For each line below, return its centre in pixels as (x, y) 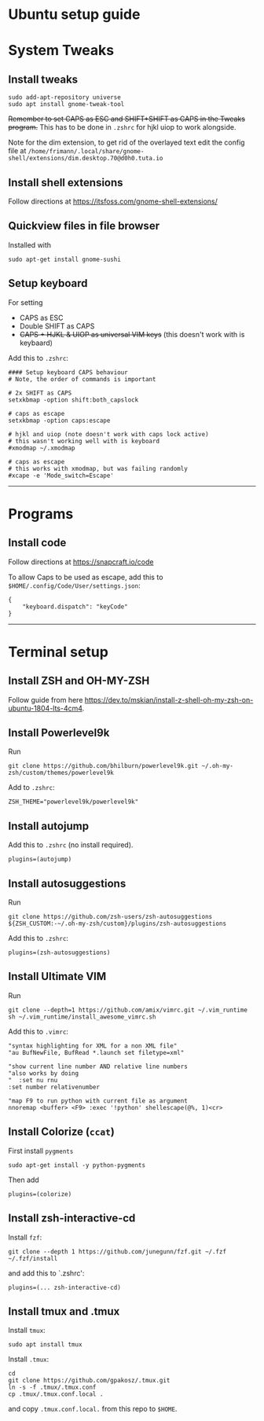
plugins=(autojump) (40, 859)
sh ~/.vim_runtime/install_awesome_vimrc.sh (82, 1017)
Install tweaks (43, 79)
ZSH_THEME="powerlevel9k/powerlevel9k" (73, 802)
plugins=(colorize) (40, 1194)
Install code (37, 543)
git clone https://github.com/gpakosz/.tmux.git (89, 1381)
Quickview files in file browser (84, 226)
